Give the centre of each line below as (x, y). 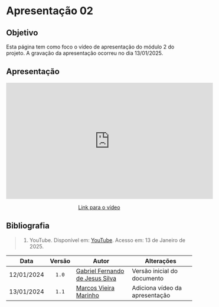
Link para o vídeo (99, 207)
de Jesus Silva (96, 278)
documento (148, 278)
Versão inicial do (155, 271)
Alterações (161, 261)
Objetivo (22, 33)
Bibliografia (28, 226)
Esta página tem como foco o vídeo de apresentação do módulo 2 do (90, 47)
